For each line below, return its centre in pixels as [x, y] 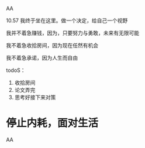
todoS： [16, 70]
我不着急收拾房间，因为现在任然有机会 [52, 45]
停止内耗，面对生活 [52, 123]
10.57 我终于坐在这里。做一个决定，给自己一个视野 [67, 20]
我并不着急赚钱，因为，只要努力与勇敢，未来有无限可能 [72, 33]
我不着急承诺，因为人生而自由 [42, 58]
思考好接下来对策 [35, 97]
